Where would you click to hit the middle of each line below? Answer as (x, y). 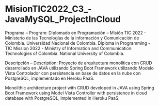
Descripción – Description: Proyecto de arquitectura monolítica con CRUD (79, 63)
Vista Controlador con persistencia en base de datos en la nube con (73, 73)
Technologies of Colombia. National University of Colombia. (65, 53)
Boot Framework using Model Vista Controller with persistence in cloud (76, 93)
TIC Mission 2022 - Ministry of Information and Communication (68, 48)
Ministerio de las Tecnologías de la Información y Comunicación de (72, 38)
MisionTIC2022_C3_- (48, 9)
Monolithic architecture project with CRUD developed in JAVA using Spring (79, 88)
